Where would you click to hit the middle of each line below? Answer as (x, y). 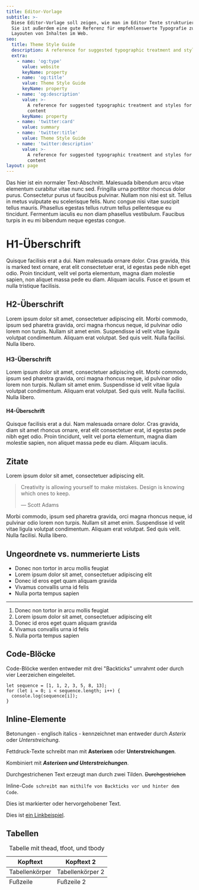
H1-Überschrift (44, 244)
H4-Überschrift (26, 411)
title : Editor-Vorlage (34, 12)
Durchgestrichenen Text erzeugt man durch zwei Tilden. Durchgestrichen (96, 774)
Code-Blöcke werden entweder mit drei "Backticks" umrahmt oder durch (95, 668)
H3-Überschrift (29, 359)
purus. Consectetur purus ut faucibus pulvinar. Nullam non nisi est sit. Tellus (99, 195)
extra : (20, 56)
